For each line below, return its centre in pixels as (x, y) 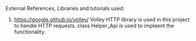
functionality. (30, 32)
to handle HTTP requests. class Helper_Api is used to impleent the (94, 26)
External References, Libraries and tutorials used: (65, 8)
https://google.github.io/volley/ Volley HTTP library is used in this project (102, 19)
